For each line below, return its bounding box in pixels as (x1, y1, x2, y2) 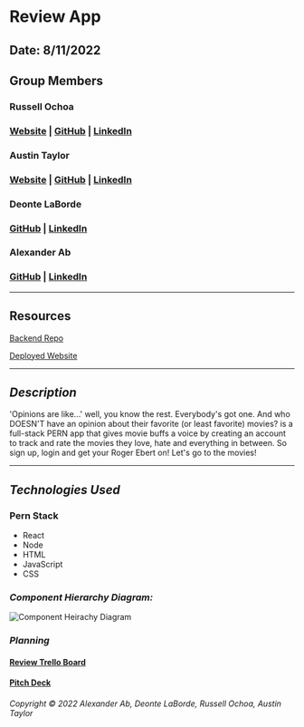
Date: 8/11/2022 (9, 43, 101, 58)
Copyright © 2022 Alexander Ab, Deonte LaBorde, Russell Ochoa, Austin (9, 698, 282, 709)
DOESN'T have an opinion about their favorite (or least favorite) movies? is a (9, 419, 294, 430)
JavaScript (22, 559, 63, 570)
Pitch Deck (9, 677, 52, 688)
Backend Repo (9, 333, 64, 344)
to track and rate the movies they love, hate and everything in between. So (9, 438, 288, 449)
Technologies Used (9, 482, 120, 498)
